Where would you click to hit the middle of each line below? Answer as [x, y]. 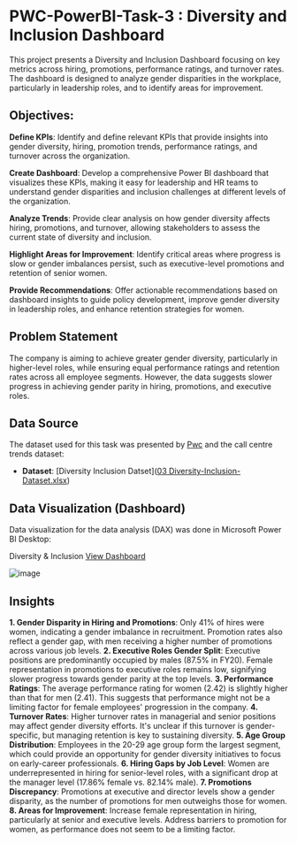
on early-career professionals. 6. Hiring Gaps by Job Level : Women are [139, 763]
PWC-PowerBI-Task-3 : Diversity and [148, 16]
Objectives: [42, 115]
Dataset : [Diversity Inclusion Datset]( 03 [95, 471]
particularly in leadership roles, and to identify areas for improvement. [136, 88]
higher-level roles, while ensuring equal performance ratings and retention [145, 367]
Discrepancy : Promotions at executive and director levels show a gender [142, 792]
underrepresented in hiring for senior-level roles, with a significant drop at [144, 773]
